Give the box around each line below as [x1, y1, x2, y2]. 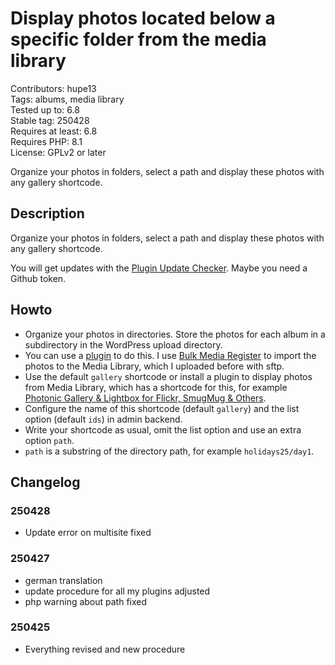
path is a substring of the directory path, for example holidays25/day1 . [24, 445, 315, 457]
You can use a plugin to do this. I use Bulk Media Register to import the [24, 349, 317, 361]
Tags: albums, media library [10, 93, 125, 105]
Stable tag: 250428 [10, 114, 90, 126]
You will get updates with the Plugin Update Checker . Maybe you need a [10, 262, 308, 274]
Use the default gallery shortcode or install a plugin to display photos [24, 370, 313, 382]
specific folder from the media [10, 28, 267, 51]
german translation [24, 574, 103, 586]
